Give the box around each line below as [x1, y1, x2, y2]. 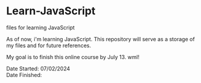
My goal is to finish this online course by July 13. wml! [6, 53, 140, 60]
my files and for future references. [6, 42, 91, 49]
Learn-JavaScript [6, 4, 96, 18]
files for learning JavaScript [6, 24, 75, 31]
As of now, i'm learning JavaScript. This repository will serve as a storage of [6, 35, 195, 42]
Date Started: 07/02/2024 [6, 64, 70, 72]
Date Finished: [6, 71, 42, 78]
